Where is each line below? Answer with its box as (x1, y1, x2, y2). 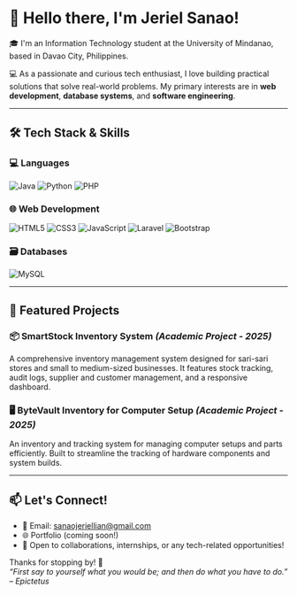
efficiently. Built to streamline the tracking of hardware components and (9, 448, 270, 459)
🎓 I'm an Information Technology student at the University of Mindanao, (9, 37, 274, 48)
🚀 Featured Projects (9, 303, 120, 318)
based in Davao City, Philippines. (9, 50, 129, 61)
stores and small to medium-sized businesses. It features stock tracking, (9, 362, 274, 373)
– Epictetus (9, 576, 50, 587)
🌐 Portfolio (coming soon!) (21, 530, 119, 541)
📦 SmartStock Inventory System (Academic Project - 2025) (9, 329, 272, 342)
